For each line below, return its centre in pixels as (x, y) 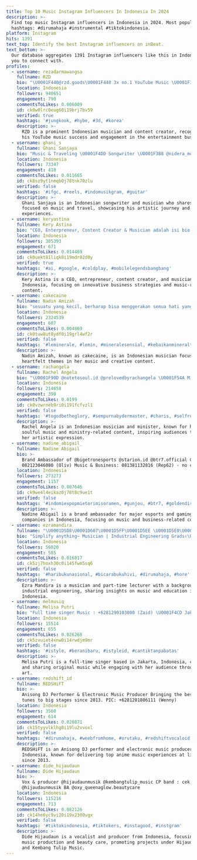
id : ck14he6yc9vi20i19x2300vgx (55, 815)
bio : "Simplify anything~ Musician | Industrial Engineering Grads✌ (102, 536)
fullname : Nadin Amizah (46, 301)
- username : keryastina (40, 219)
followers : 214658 (39, 389)
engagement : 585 (37, 553)
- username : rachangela (40, 367)
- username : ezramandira (42, 526)
